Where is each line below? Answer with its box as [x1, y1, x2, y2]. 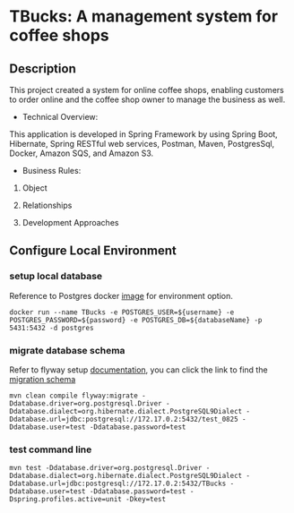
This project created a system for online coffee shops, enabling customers [9, 85, 284, 95]
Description [9, 61, 76, 76]
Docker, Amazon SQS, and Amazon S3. [9, 148, 154, 158]
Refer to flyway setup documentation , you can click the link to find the [9, 364, 268, 375]
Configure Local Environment [9, 244, 177, 259]
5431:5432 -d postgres [9, 323, 94, 332]
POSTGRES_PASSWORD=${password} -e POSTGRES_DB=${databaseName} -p [9, 315, 263, 324]
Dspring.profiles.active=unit [9, 495, 123, 504]
